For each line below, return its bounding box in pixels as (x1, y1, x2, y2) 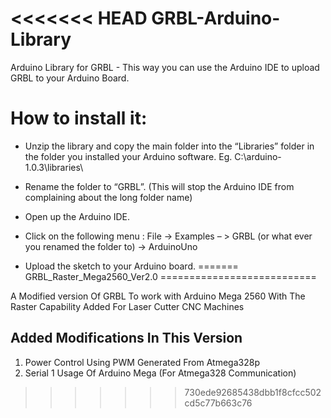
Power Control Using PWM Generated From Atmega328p (24, 356, 260, 368)
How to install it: (10, 107, 148, 130)
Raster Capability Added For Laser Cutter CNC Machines (10, 300, 245, 312)
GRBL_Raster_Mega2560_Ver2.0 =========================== (24, 270, 317, 282)
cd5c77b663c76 (184, 397, 253, 409)
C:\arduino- (234, 150, 282, 162)
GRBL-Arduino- (151, 7, 281, 30)
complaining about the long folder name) (24, 191, 193, 203)
